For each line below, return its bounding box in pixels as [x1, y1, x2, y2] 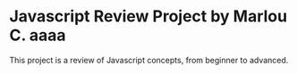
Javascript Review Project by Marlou [9, 6, 288, 27]
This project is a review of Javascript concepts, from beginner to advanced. [9, 54, 289, 65]
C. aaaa [9, 25, 66, 45]
